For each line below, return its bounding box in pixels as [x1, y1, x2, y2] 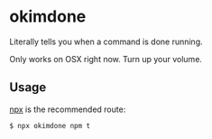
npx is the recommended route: [9, 104, 126, 115]
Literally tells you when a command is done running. [9, 36, 203, 47]
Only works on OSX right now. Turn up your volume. [9, 53, 203, 64]
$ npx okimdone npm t [9, 121, 91, 130]
